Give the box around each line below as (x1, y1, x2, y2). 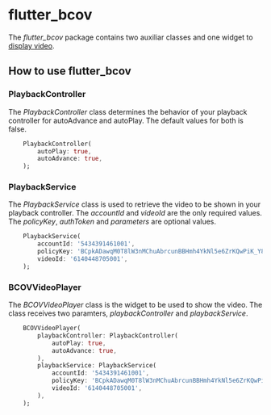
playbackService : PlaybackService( (37, 362, 157, 370)
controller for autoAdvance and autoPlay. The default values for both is (8, 115, 244, 125)
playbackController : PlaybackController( (37, 331, 179, 340)
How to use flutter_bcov (8, 65, 131, 78)
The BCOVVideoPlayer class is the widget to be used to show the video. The (8, 300, 263, 310)
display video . (8, 40, 55, 50)
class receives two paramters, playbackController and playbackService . (8, 308, 248, 318)
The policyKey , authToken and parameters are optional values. (8, 216, 216, 227)
